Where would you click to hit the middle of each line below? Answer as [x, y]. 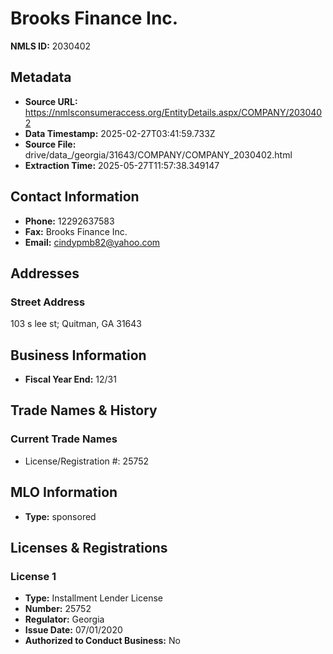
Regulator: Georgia [64, 619]
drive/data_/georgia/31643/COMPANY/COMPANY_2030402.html [158, 154]
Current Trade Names [64, 439]
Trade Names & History [84, 410]
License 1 [33, 576]
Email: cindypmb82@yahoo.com [92, 242]
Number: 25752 [58, 609]
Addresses [45, 273]
